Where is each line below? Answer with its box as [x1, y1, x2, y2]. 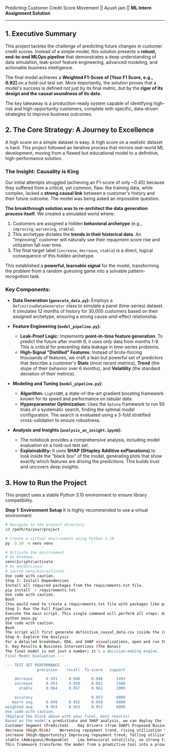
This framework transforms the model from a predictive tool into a [5, 742, 153, 747]
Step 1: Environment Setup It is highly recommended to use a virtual [5, 507, 148, 513]
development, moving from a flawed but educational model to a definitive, [5, 150, 159, 156]
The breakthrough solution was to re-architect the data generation [5, 205, 148, 211]
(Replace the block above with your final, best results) [5, 714, 130, 719]
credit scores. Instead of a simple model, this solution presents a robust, [5, 48, 157, 54]
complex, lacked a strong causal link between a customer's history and [5, 190, 155, 196]
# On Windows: [5, 555, 35, 560]
